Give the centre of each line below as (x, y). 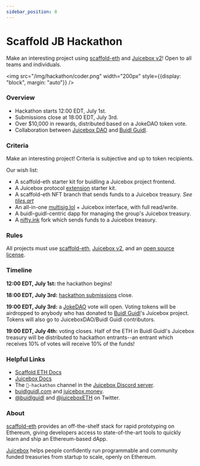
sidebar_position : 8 (32, 12)
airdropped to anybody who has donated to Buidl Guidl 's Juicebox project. (98, 313)
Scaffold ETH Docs (38, 373)
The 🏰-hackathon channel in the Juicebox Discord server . (84, 385)
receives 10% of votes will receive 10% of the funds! (70, 344)
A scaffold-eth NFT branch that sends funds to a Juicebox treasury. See (104, 195)
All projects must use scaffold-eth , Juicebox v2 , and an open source (90, 249)
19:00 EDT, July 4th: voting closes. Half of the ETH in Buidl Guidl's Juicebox (100, 331)
